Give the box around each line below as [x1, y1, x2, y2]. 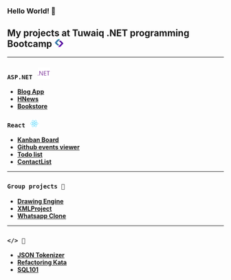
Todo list [16, 151, 43, 159]
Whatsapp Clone [16, 211, 67, 219]
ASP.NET [7, 73, 33, 81]
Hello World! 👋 [7, 6, 56, 16]
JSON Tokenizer [16, 250, 65, 259]
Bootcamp [7, 38, 53, 50]
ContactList [16, 158, 52, 166]
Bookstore [16, 103, 48, 111]
